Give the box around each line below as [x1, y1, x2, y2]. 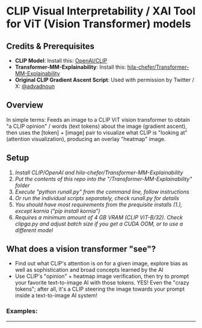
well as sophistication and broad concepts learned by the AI [14, 266, 164, 274]
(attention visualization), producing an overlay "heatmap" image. [6, 135, 166, 142]
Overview [6, 100, 44, 110]
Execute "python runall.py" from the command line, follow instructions [14, 188, 189, 195]
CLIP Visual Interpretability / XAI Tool [6, 4, 196, 18]
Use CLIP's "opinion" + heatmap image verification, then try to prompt [14, 273, 189, 280]
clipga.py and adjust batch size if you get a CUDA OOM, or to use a [14, 220, 183, 227]
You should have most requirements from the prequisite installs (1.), [14, 201, 182, 208]
